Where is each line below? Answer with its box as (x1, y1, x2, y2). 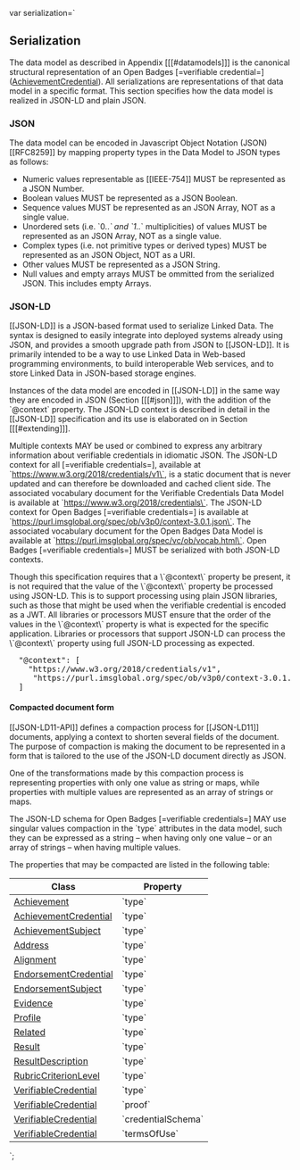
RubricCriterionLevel (13, 1069, 100, 1082)
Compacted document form (9, 702, 114, 712)
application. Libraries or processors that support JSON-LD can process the (9, 628, 286, 639)
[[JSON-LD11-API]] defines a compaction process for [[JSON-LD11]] (9, 722, 260, 733)
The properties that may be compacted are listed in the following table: (9, 859, 271, 869)
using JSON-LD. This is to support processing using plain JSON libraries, (9, 591, 279, 602)
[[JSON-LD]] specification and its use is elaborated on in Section (9, 414, 248, 425)
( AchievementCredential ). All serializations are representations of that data (9, 76, 284, 87)
